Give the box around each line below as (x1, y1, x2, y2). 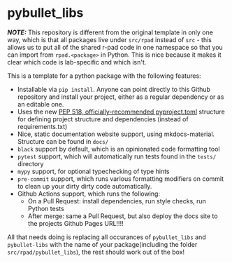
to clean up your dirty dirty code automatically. (17, 182, 152, 190)
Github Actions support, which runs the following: (17, 189, 161, 198)
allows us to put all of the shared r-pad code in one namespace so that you (7, 43, 224, 51)
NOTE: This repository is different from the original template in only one (7, 28, 213, 36)
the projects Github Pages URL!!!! (27, 219, 124, 227)
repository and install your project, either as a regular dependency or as (17, 93, 224, 101)
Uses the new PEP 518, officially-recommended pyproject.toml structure (17, 107, 225, 116)
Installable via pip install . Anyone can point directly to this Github (17, 85, 211, 93)
